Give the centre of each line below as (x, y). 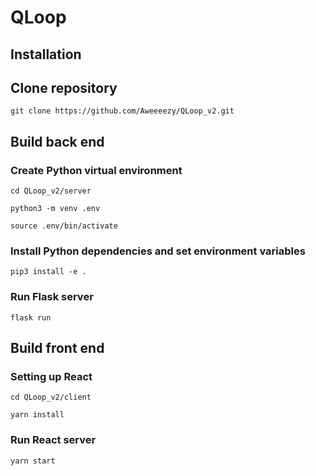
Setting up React (51, 376)
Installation (46, 54)
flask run (31, 317)
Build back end (57, 141)
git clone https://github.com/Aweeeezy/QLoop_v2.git (122, 111)
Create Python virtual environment (96, 170)
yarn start (33, 461)
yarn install (37, 415)
